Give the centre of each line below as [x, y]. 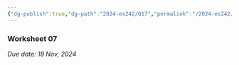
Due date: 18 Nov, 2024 [42, 54]
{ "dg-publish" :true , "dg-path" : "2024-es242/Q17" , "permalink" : [100, 14]
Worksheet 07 [32, 38]
